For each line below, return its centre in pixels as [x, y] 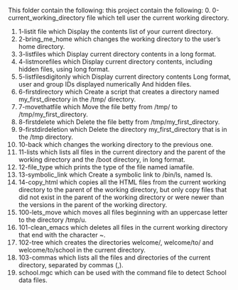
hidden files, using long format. [64, 69]
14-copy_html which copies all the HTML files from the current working [122, 182]
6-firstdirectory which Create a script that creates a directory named [119, 92]
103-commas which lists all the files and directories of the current [114, 257]
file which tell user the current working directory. [158, 18]
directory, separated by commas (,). [71, 265]
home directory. [42, 46]
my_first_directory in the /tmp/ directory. [77, 99]
